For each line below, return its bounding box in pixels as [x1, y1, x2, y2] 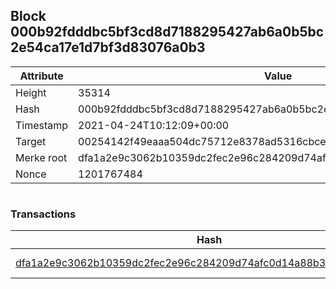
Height [15, 85, 47, 99]
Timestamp [15, 118, 69, 132]
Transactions [10, 207, 77, 221]
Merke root [15, 150, 68, 164]
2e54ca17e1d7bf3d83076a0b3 [10, 39, 206, 56]
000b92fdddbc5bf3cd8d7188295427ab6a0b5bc [10, 24, 325, 41]
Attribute [19, 69, 64, 83]
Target [15, 134, 47, 148]
